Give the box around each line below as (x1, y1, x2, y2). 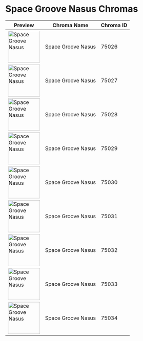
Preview (13, 22, 34, 29)
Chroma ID (100, 22, 128, 29)
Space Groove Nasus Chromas (5, 3, 138, 15)
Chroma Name (52, 22, 89, 29)
